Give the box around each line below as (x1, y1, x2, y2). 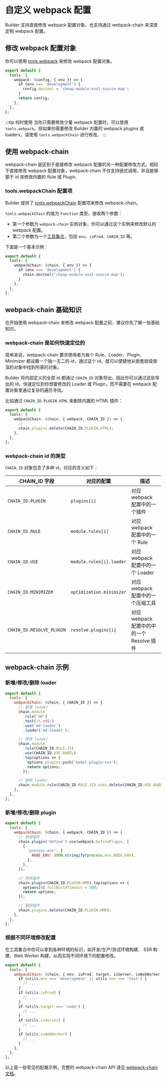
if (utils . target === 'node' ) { (18, 1004, 85, 1009)
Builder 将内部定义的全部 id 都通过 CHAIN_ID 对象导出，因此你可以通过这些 (5, 375, 156, 381)
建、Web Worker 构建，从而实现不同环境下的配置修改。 (5, 953, 119, 958)
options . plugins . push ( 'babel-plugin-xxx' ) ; (27, 760, 119, 764)
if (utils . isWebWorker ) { (18, 1031, 72, 1037)
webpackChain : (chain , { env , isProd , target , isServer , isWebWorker (14, 972, 161, 977)
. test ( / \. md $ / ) (23, 718, 54, 723)
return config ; (18, 96, 50, 101)
